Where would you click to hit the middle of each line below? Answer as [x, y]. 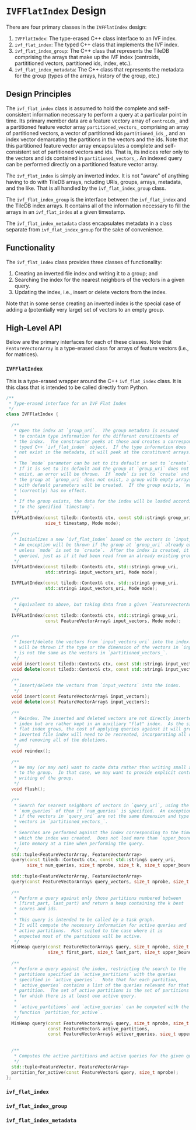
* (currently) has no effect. [50, 490]
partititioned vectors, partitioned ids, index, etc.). [73, 63]
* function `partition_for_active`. [58, 1012]
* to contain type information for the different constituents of [96, 436]
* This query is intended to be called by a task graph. [85, 920]
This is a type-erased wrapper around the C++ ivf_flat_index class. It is [94, 381]
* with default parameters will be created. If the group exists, [97, 485]
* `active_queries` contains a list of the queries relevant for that [101, 985]
